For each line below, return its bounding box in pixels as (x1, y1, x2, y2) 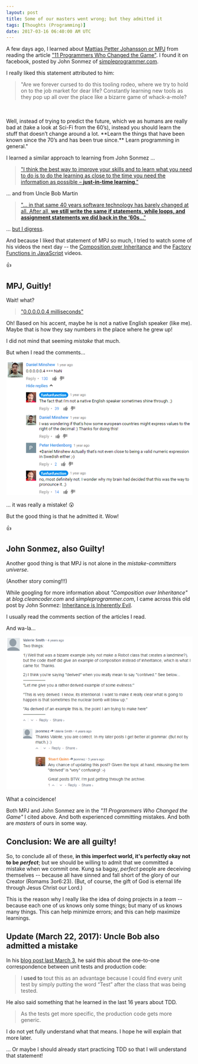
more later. (6, 1034, 33, 1041)
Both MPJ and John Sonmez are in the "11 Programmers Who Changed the (6, 807, 188, 814)
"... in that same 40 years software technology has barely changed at (20, 202, 189, 209)
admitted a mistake (6, 941, 78, 951)
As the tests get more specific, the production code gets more (20, 1010, 173, 1017)
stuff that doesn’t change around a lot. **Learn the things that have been (6, 130, 185, 138)
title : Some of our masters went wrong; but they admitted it (6, 15, 163, 22)
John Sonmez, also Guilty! (6, 544, 105, 554)
